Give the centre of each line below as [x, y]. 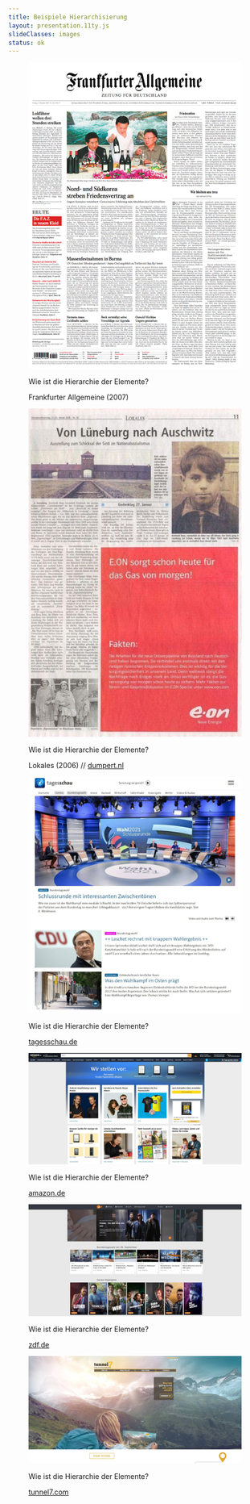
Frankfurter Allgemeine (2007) [79, 397]
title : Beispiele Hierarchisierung [68, 17]
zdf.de [39, 1345]
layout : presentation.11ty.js [59, 25]
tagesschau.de [53, 1042]
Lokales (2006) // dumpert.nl [76, 766]
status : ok [27, 43]
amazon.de [47, 1193]
